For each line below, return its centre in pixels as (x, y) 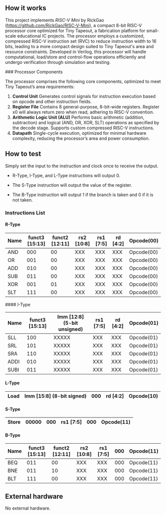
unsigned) (71, 329)
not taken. (22, 200)
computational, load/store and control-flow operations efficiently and (75, 57)
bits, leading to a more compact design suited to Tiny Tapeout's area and (80, 46)
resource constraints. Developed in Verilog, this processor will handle (76, 51)
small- (153, 30)
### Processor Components (34, 72)
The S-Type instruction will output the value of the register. (72, 185)
